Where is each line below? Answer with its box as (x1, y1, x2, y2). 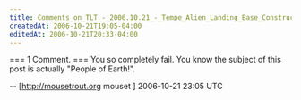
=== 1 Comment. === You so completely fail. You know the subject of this (9, 54, 282, 65)
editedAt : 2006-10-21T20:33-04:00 (9, 29, 139, 38)
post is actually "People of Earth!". (9, 63, 136, 74)
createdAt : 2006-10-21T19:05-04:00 (9, 21, 142, 30)
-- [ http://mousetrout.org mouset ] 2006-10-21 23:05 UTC (9, 81, 224, 92)
